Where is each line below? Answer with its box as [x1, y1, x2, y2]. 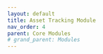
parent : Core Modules [7, 29, 71, 37]
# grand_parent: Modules [7, 36, 80, 43]
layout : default [7, 10, 55, 18]
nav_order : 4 [7, 23, 46, 30]
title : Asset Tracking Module [7, 17, 97, 24]
